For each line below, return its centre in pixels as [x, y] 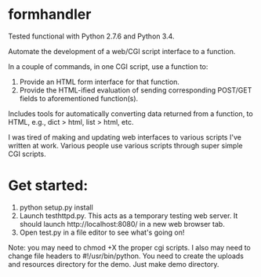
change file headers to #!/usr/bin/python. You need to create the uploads [126, 256]
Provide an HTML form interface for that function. [100, 82]
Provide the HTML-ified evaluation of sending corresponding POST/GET [136, 90]
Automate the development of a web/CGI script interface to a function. [122, 51]
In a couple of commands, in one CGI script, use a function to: [108, 66]
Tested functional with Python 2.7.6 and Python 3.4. [91, 36]
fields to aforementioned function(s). [79, 98]
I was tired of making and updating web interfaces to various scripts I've [125, 137]
